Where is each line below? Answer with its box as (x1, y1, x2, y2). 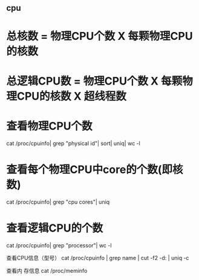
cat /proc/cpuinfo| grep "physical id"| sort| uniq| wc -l (6, 140, 140, 147)
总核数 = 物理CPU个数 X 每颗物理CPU (6, 29, 193, 43)
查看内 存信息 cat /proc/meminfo (6, 267, 88, 274)
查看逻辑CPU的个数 (6, 221, 103, 235)
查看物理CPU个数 (6, 119, 93, 133)
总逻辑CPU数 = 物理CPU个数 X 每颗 (6, 74, 183, 88)
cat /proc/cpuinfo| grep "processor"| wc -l (6, 241, 112, 249)
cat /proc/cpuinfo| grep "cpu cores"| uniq (6, 198, 110, 206)
